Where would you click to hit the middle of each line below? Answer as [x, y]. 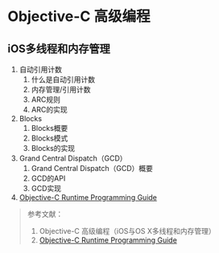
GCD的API [48, 178]
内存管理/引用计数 [61, 90]
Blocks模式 [50, 138]
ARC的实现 [49, 110]
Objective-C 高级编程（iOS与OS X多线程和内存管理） [128, 231]
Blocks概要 [50, 128]
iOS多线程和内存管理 [59, 49]
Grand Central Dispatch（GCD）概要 [92, 168]
